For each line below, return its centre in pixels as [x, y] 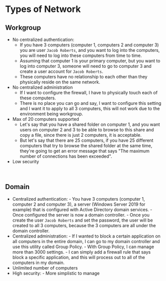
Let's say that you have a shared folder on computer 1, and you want [90, 124]
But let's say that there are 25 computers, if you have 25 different [86, 140]
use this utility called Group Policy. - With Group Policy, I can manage [83, 247]
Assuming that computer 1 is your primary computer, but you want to [90, 61]
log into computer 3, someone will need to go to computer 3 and [85, 66]
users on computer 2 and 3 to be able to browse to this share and [87, 130]
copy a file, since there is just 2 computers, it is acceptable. [81, 135]
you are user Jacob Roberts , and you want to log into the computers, [90, 50]
